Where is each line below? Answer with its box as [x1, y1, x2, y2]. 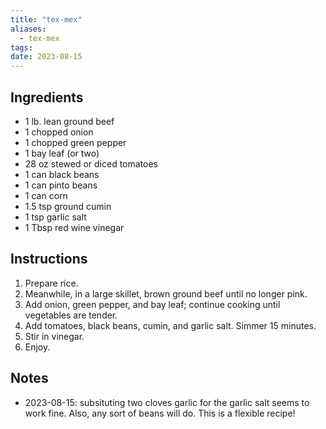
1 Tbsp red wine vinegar [24, 221, 125, 233]
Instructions [10, 251, 88, 268]
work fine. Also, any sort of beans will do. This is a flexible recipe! [24, 407, 296, 419]
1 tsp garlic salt [24, 211, 87, 223]
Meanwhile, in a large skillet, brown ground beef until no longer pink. [24, 287, 308, 300]
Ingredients [10, 89, 84, 106]
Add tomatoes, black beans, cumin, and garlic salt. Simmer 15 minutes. [24, 319, 317, 331]
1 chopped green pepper [24, 136, 127, 148]
